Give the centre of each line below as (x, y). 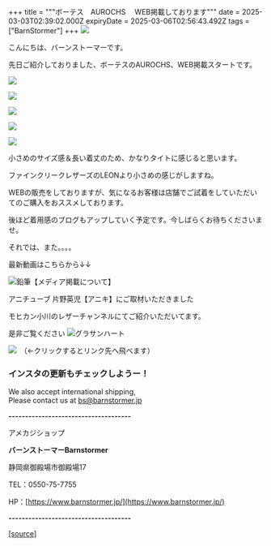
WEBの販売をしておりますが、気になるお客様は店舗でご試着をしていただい (133, 192)
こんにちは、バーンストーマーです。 (68, 47)
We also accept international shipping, (72, 392)
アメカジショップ (37, 433)
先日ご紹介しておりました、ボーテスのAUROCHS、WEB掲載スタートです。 (133, 64)
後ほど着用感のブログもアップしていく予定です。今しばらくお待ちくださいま (135, 220)
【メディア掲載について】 (73, 282)
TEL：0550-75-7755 (42, 484)
